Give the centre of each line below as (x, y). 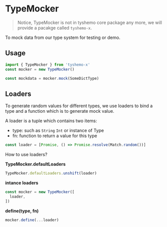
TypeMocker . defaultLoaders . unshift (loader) (51, 173)
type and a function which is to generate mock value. (60, 111)
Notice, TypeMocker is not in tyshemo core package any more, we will (89, 22)
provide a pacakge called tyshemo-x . (55, 27)
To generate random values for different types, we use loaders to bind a (79, 106)
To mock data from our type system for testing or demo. (63, 37)
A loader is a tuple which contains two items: (51, 121)
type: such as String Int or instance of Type (58, 131)
